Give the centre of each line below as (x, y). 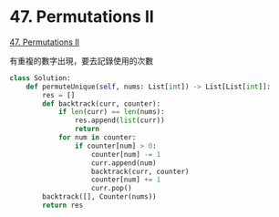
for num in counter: (97, 138)
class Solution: (40, 78)
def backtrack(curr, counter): (102, 103)
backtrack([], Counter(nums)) (99, 197)
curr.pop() (111, 189)
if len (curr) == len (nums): (112, 112)
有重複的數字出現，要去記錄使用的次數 (81, 60)
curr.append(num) (124, 163)
